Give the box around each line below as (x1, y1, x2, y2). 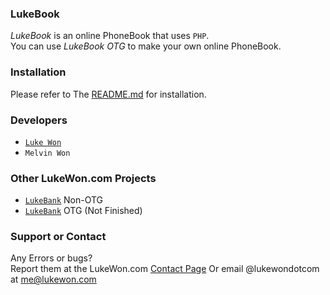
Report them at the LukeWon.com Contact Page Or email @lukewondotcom (10, 263, 320, 275)
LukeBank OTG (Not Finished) (24, 205, 143, 217)
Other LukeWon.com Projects (10, 171, 157, 185)
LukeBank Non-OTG (24, 194, 104, 206)
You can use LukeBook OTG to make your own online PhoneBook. (10, 40, 282, 52)
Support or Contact (10, 230, 107, 244)
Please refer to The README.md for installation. (10, 88, 207, 100)
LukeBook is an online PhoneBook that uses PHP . (10, 30, 210, 42)
